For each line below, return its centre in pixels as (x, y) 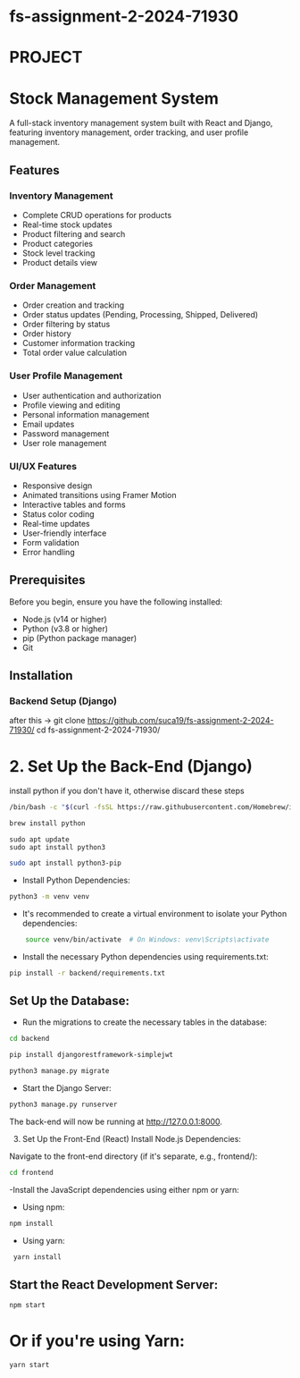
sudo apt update (39, 840)
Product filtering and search (74, 234)
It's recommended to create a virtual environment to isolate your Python (154, 913)
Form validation (51, 542)
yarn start (29, 1365)
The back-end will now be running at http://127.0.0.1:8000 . (116, 1121)
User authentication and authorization (92, 395)
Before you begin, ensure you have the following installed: (116, 602)
